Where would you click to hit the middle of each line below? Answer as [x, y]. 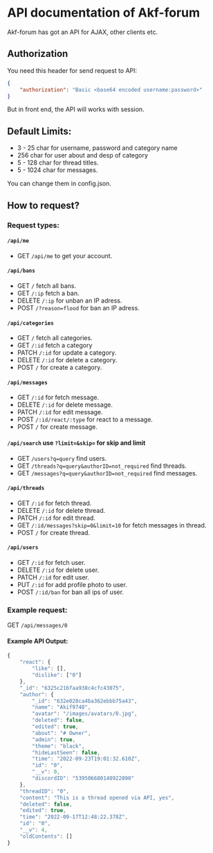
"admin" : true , [54, 740]
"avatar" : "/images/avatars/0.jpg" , [85, 714]
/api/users [23, 548]
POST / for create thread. [54, 532]
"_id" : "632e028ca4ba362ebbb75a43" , [85, 701]
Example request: [37, 610]
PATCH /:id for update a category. [67, 353]
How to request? [44, 205]
